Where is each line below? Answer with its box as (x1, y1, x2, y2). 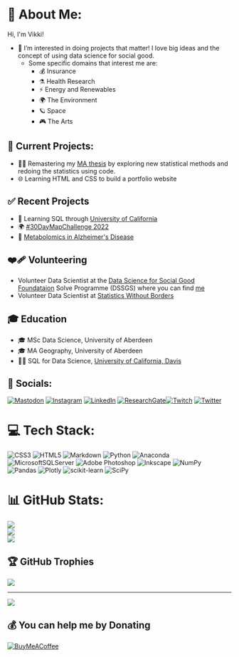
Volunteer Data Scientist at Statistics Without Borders (17, 292, 174, 300)
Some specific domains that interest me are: (28, 58, 158, 67)
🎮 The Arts (38, 117, 73, 125)
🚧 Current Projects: (7, 140, 94, 152)
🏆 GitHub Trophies (7, 556, 95, 568)
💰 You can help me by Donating (7, 619, 151, 631)
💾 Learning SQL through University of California (17, 214, 158, 223)
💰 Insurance (38, 67, 76, 75)
